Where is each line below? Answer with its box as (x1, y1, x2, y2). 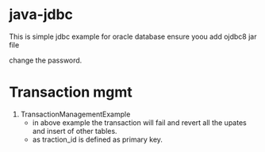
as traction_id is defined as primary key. (32, 135, 163, 144)
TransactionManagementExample (20, 109, 131, 119)
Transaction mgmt (9, 83, 133, 101)
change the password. (9, 55, 83, 65)
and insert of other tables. (32, 126, 117, 135)
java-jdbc (9, 6, 74, 24)
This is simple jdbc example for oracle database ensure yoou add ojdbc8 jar (9, 32, 257, 41)
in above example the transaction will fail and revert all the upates (32, 117, 247, 127)
